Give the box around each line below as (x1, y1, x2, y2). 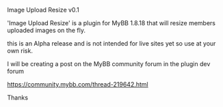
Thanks (7, 93, 29, 102)
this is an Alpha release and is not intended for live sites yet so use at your (7, 40, 216, 47)
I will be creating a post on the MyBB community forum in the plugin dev (7, 60, 211, 67)
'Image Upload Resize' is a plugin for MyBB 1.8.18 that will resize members (7, 19, 216, 27)
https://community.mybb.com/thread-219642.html (7, 80, 148, 88)
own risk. (7, 47, 33, 55)
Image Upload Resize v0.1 (7, 6, 80, 14)
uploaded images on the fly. (7, 27, 86, 34)
